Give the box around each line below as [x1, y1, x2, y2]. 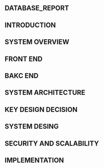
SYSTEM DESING [4, 122, 59, 131]
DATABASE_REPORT [4, 4, 69, 12]
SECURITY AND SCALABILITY [4, 139, 99, 148]
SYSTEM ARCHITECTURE [4, 88, 86, 97]
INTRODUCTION [4, 21, 56, 29]
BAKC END [4, 72, 39, 80]
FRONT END [4, 55, 43, 63]
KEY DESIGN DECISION [4, 105, 78, 114]
